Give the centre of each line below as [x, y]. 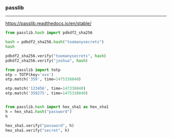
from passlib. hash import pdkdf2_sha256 [49, 33]
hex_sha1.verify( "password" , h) [40, 126]
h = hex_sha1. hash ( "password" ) [39, 112]
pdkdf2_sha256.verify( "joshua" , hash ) [47, 61]
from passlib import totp [33, 70]
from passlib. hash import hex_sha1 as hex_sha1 [57, 107]
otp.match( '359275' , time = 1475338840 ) [47, 93]
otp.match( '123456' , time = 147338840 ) [46, 89]
